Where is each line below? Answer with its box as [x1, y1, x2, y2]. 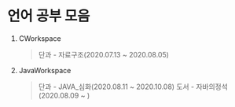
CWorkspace [18, 33, 61, 43]
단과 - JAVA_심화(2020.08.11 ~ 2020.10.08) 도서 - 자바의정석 [38, 82, 229, 91]
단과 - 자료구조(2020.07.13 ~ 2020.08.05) [38, 50, 170, 59]
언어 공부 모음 [7, 7, 90, 25]
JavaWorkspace [18, 65, 72, 75]
